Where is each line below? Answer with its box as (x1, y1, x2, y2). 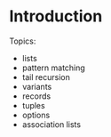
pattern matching (21, 62, 86, 73)
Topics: (9, 36, 36, 46)
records (21, 91, 52, 101)
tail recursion (21, 71, 71, 82)
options (21, 109, 51, 120)
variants (21, 81, 52, 92)
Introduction (9, 6, 103, 27)
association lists (21, 118, 82, 130)
